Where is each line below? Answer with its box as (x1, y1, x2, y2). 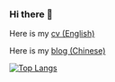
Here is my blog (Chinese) (9, 45, 106, 56)
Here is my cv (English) (9, 29, 95, 39)
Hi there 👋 (9, 8, 54, 20)
